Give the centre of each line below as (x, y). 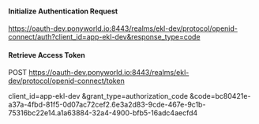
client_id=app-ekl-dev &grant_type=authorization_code (98, 96)
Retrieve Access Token (47, 54)
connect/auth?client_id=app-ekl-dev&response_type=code (104, 37)
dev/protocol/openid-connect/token (66, 81)
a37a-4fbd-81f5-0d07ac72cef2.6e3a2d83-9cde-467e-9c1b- (107, 105)
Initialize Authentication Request (63, 11)
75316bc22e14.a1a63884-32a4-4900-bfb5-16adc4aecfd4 (103, 113)
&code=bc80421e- (220, 96)
